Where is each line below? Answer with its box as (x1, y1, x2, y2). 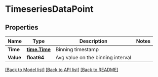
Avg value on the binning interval (55, 54, 132, 61)
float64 (26, 54, 44, 61)
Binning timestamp (55, 46, 99, 53)
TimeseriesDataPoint (5, 3, 94, 15)
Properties (5, 23, 39, 32)
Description (79, 38, 108, 44)
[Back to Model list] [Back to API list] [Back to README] (5, 67, 118, 73)
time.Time (26, 46, 51, 53)
